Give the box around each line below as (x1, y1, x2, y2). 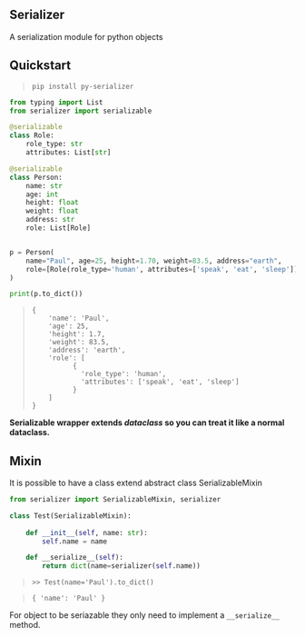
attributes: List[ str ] (25, 148, 112, 157)
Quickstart (9, 58, 72, 74)
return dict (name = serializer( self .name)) (42, 562, 202, 571)
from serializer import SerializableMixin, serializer (9, 495, 221, 504)
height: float (25, 198, 79, 207)
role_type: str (25, 140, 84, 149)
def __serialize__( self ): (25, 553, 124, 562)
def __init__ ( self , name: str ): (25, 528, 148, 537)
